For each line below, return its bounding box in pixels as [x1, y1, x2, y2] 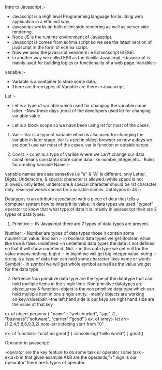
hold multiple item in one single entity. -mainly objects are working [12, 291, 145, 297]
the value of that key [12, 302, 53, 307]
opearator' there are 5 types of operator [5, 360, 85, 365]
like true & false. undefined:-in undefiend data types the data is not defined [5, 241, 155, 246]
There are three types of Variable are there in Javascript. [12, 84, 125, 89]
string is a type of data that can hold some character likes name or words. [5, 256, 152, 261]
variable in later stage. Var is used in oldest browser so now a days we [12, 137, 152, 143]
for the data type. [5, 266, 40, 272]
